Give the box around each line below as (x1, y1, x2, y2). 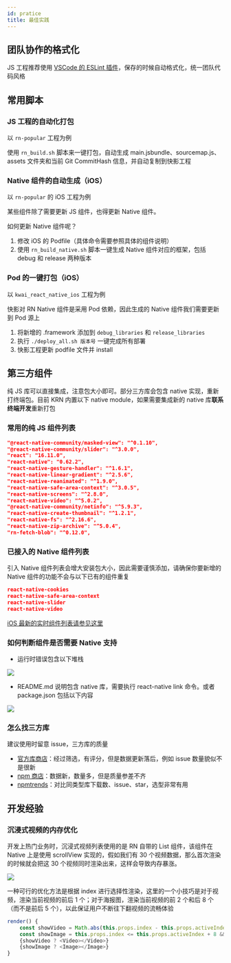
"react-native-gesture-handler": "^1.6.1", (7, 465, 134, 472)
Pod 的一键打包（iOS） (7, 273, 84, 283)
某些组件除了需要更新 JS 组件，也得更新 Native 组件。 (7, 208, 160, 216)
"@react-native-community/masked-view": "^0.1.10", (7, 439, 158, 446)
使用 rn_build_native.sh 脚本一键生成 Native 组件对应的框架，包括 (16, 246, 206, 254)
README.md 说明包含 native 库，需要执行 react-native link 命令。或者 (16, 682, 215, 690)
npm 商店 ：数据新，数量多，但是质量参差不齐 (16, 772, 146, 780)
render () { (7, 917, 38, 925)
